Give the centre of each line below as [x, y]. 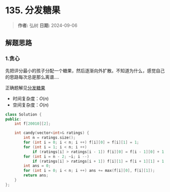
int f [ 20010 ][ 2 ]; [33, 124]
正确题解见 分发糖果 [25, 88]
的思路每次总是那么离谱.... [32, 77]
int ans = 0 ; [37, 166]
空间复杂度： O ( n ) [31, 105]
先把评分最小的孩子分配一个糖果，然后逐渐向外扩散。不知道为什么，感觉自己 [85, 70]
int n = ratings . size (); [50, 138]
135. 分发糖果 [33, 10]
